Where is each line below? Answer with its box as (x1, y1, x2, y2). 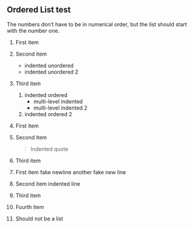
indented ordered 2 (24, 110, 73, 117)
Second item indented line (15, 180, 80, 187)
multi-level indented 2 (33, 104, 88, 111)
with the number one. (7, 27, 60, 34)
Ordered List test (7, 5, 71, 15)
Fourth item (15, 203, 44, 210)
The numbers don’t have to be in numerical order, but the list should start (7, 20, 188, 28)
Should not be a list (15, 215, 64, 222)
